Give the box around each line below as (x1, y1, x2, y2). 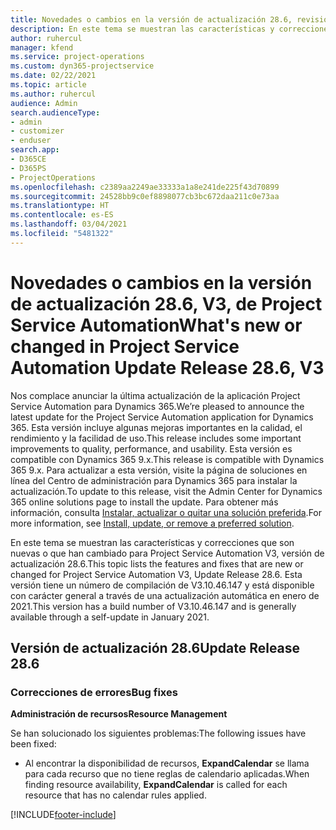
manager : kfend (10, 42, 74, 53)
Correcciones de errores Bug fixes (10, 686, 178, 699)
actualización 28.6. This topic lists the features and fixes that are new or (10, 557, 304, 570)
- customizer (10, 126, 65, 136)
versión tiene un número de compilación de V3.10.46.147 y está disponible (10, 579, 315, 591)
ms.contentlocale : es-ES (10, 210, 114, 220)
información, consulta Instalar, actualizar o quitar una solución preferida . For (10, 506, 323, 518)
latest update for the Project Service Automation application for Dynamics (10, 411, 314, 423)
